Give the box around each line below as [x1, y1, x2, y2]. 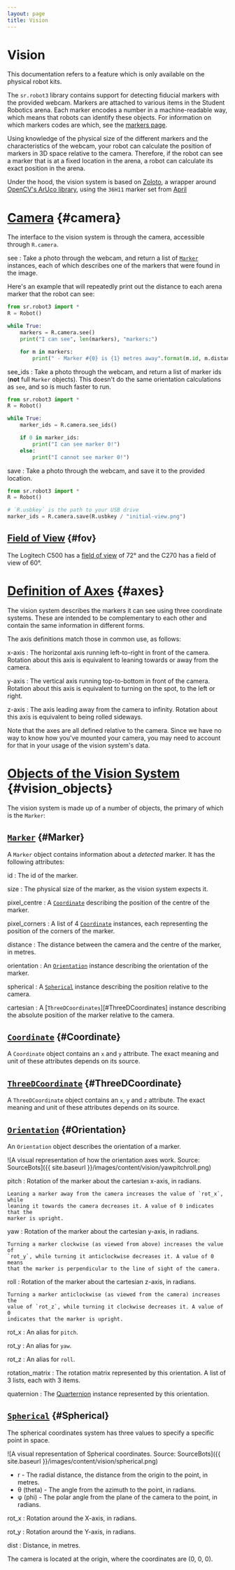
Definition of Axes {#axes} [7, 583, 165, 599]
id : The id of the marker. [7, 871, 78, 879]
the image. [7, 269, 38, 277]
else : [20, 447, 36, 454]
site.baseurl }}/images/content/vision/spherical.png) [7, 1457, 159, 1465]
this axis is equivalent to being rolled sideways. [7, 712, 143, 721]
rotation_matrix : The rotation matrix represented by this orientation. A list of [7, 1368, 226, 1377]
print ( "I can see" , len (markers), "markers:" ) [20, 336, 158, 343]
